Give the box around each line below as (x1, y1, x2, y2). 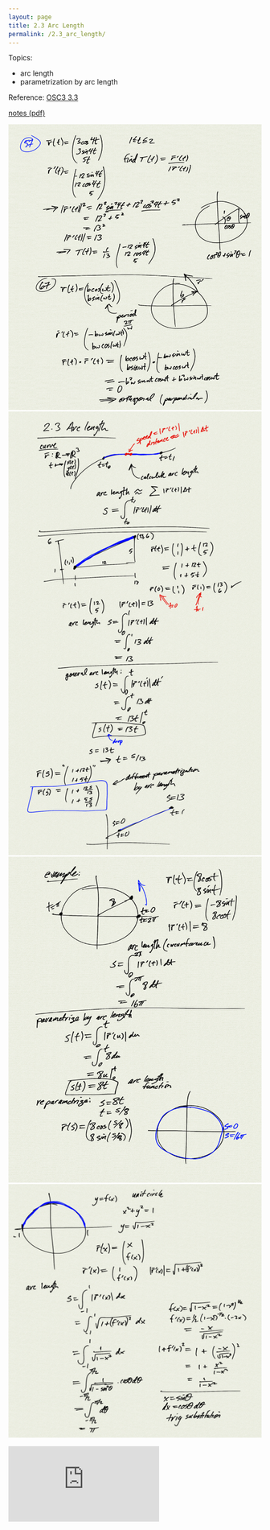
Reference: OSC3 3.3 (8, 93, 79, 102)
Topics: (8, 53, 33, 63)
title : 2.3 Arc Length (8, 21, 84, 30)
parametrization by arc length (19, 77, 118, 87)
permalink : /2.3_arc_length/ (8, 30, 106, 38)
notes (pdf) (8, 109, 46, 118)
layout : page (8, 13, 52, 21)
